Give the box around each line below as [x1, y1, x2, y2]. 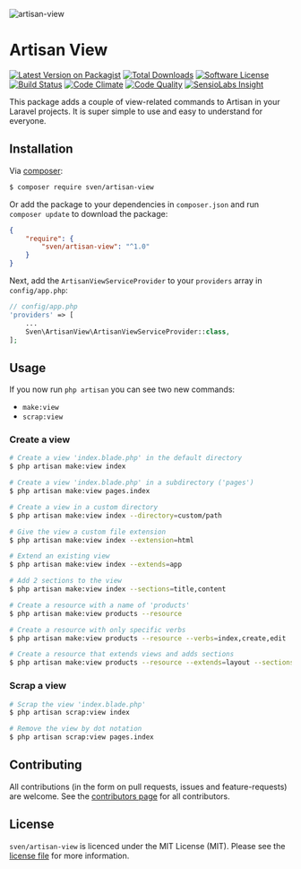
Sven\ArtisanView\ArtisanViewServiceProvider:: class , [25, 327, 230, 336]
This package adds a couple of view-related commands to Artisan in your [9, 96, 280, 107]
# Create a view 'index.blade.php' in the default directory [9, 454, 243, 463]
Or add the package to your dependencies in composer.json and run [9, 198, 260, 210]
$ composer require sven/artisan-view [9, 182, 154, 192]
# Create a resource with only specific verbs [9, 625, 186, 634]
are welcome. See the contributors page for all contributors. [9, 790, 230, 802]
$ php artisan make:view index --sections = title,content [9, 585, 227, 594]
